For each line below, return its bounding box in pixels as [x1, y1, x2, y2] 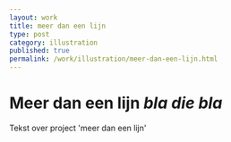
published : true [9, 46, 70, 55]
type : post [9, 29, 50, 38]
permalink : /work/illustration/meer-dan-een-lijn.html [9, 54, 218, 63]
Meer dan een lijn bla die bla [9, 93, 223, 113]
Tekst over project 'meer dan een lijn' [9, 122, 147, 133]
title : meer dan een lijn [9, 21, 106, 30]
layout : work [9, 13, 58, 22]
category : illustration [9, 38, 98, 47]
